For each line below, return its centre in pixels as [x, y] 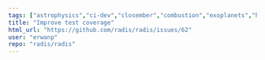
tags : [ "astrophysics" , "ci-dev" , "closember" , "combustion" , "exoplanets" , [130, 15]
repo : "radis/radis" [42, 44]
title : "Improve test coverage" [61, 23]
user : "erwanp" [33, 37]
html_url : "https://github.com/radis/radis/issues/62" [100, 30]
